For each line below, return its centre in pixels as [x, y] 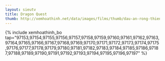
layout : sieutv [21, 10]
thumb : [12, 19]
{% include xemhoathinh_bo [34, 33]
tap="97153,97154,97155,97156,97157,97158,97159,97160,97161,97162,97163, [82, 38]
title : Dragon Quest [26, 14]
